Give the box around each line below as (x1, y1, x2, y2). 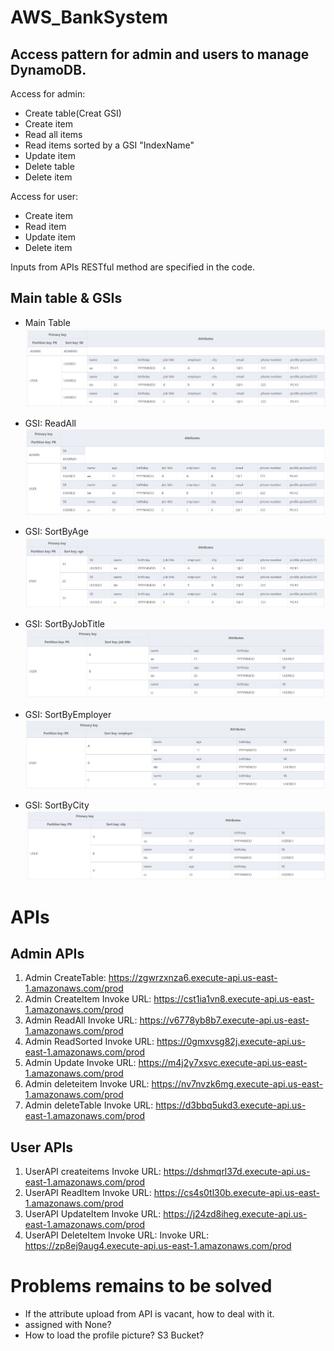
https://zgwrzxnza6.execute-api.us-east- (108, 972, 278, 984)
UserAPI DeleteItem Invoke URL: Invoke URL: (24, 1229, 210, 1241)
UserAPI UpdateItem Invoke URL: (24, 1208, 162, 1220)
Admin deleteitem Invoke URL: (24, 1078, 150, 1090)
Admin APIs (10, 945, 85, 962)
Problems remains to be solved (10, 1275, 273, 1298)
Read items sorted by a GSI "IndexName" (24, 139, 195, 151)
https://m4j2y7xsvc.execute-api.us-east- (138, 1057, 308, 1069)
